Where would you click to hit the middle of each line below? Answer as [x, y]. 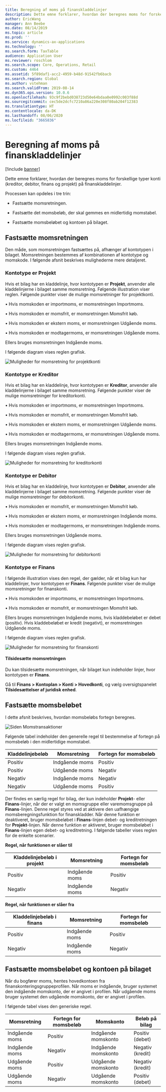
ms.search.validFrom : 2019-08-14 [40, 88]
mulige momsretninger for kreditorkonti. [46, 395]
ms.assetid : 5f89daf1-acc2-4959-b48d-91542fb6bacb [58, 74]
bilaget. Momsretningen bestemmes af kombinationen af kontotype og [77, 255]
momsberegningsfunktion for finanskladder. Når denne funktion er [73, 814]
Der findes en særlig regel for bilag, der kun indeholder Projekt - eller [75, 798]
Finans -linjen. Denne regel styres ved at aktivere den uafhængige [72, 809]
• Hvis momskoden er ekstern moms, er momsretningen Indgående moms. [81, 516]
